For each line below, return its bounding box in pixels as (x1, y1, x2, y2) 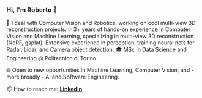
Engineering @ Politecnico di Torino (6, 55, 97, 62)
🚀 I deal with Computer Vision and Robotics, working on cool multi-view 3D (6, 19, 196, 27)
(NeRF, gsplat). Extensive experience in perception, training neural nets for (6, 39, 195, 46)
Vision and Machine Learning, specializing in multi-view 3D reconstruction (6, 33, 194, 40)
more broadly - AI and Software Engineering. (6, 73, 119, 81)
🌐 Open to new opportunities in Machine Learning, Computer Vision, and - (6, 66, 194, 74)
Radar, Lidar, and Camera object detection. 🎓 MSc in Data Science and (6, 46, 187, 54)
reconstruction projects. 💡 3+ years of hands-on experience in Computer (6, 26, 191, 33)
